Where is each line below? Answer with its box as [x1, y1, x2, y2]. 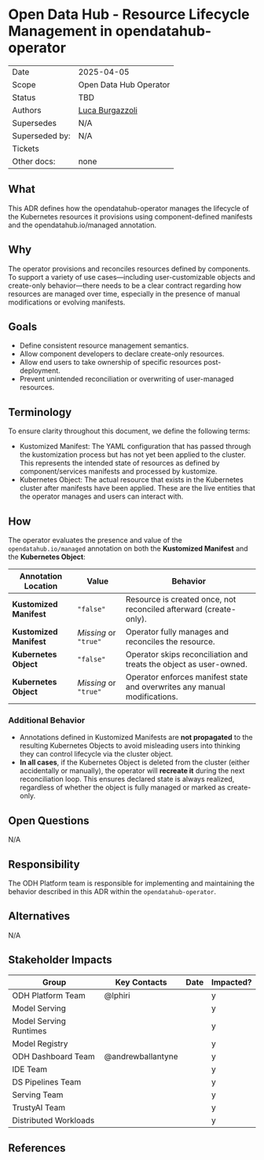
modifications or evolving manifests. [8, 297, 126, 307]
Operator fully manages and [125, 627, 229, 637]
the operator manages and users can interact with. [19, 492, 184, 501]
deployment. [19, 366, 60, 375]
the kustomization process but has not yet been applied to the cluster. [19, 450, 246, 459]
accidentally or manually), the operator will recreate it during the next [19, 766, 245, 775]
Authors [12, 105, 42, 116]
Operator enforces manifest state [125, 672, 248, 682]
